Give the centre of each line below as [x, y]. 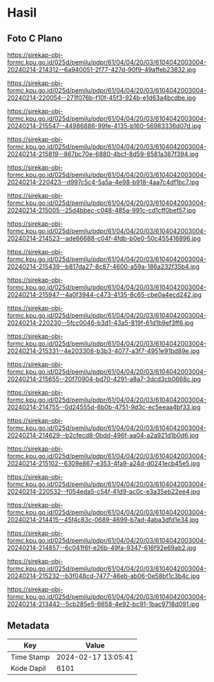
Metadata [28, 626]
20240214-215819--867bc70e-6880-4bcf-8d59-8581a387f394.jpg [103, 154]
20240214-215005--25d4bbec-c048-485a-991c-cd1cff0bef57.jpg [101, 210]
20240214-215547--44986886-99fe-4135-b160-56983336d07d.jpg [104, 126]
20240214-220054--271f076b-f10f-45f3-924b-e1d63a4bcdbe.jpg [101, 98]
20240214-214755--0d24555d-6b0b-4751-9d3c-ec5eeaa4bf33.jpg [104, 407]
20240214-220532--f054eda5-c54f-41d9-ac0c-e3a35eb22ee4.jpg [104, 492]
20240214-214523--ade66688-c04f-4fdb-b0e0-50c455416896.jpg [104, 238]
